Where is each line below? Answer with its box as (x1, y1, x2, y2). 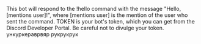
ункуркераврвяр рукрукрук (6, 31, 79, 38)
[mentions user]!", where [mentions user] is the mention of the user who (6, 11, 188, 19)
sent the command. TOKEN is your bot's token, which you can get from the (6, 18, 196, 25)
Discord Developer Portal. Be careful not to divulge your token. (6, 24, 164, 31)
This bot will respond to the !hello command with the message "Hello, (6, 5, 181, 12)
